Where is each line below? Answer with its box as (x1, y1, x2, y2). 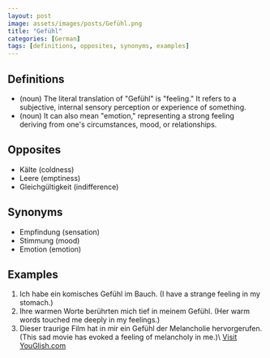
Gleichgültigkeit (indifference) (19, 182, 119, 192)
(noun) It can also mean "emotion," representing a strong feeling (19, 110, 234, 120)
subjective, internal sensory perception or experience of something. (19, 102, 246, 112)
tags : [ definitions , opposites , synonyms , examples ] (7, 42, 190, 50)
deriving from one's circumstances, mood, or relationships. (19, 119, 217, 129)
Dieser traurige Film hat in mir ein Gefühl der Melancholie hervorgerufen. (19, 324, 263, 334)
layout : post (7, 11, 52, 20)
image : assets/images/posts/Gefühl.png (7, 19, 143, 28)
